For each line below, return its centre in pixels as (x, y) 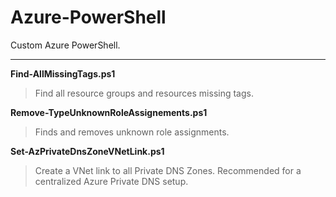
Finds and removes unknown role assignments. (132, 132)
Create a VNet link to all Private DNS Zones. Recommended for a (168, 170)
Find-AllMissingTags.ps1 (63, 73)
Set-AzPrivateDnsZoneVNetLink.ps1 (87, 151)
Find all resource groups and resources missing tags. (144, 93)
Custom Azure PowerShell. (65, 45)
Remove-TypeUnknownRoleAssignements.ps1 (109, 112)
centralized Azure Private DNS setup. (111, 181)
